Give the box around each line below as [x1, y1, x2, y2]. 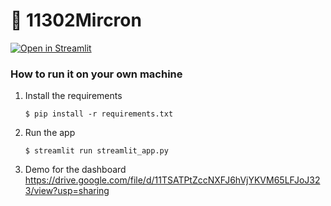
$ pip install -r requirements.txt [24, 109, 174, 119]
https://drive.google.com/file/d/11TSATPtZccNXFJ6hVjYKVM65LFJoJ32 [24, 174, 321, 186]
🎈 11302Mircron [10, 9, 142, 32]
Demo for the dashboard [24, 164, 127, 176]
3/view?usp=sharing [24, 185, 110, 197]
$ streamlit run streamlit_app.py [24, 146, 169, 156]
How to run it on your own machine [10, 67, 183, 81]
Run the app [24, 127, 76, 139]
